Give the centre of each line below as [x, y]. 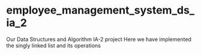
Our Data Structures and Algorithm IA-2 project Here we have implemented [99, 39]
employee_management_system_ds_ [100, 10]
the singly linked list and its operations [53, 46]
